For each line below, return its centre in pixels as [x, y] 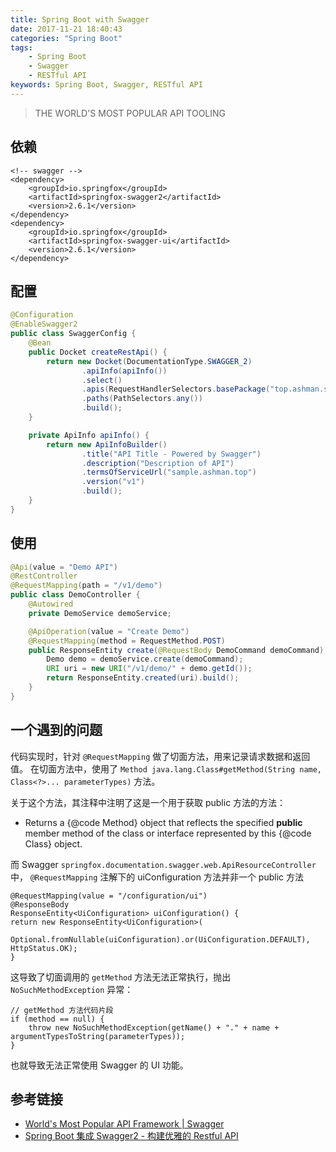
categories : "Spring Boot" [66, 38]
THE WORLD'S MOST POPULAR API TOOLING [130, 113]
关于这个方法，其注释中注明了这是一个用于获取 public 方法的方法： [148, 802]
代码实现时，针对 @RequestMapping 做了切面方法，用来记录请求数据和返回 [160, 756]
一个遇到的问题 [56, 730]
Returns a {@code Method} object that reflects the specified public [163, 822]
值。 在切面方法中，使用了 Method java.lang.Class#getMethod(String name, [166, 768]
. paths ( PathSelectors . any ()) [142, 399]
